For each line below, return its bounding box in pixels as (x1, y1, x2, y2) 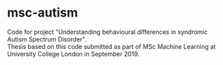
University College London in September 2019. (7, 50, 140, 58)
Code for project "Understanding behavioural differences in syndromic (7, 28, 209, 36)
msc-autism (7, 5, 78, 21)
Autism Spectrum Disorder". (7, 35, 87, 43)
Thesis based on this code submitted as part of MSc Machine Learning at (7, 42, 216, 50)
